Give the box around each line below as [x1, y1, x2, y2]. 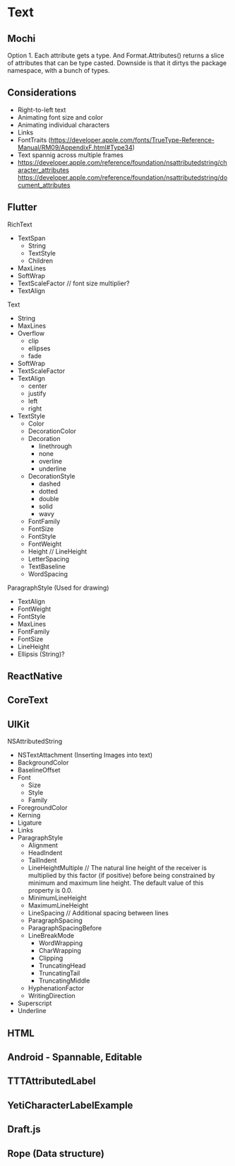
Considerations [7, 86, 77, 99]
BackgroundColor [17, 758, 69, 767]
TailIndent [28, 856, 57, 864]
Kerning [17, 811, 41, 820]
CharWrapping [38, 947, 81, 955]
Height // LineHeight [28, 547, 88, 556]
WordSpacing [28, 569, 68, 578]
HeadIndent [28, 849, 63, 857]
